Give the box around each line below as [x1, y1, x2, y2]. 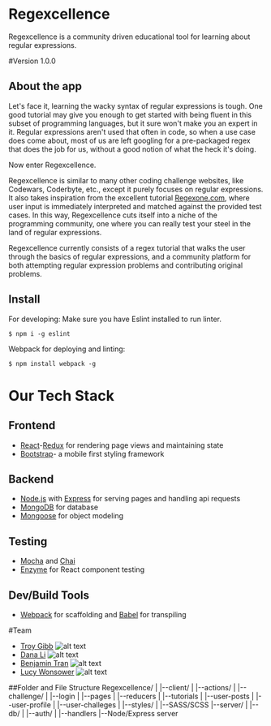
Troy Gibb [19, 642, 54, 651]
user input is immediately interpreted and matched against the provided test [8, 201, 262, 211]
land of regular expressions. [8, 227, 102, 237]
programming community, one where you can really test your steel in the [8, 218, 252, 228]
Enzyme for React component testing [19, 565, 144, 574]
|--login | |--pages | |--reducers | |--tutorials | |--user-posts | [49, 691, 254, 701]
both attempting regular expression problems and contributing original [8, 260, 243, 270]
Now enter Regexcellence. [8, 160, 97, 170]
